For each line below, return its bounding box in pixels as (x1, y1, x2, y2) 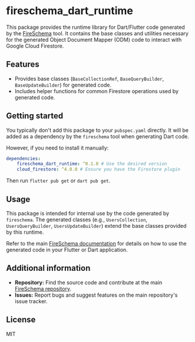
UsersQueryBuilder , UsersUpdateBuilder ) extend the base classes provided (6, 223, 187, 229)
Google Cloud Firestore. (6, 42, 64, 49)
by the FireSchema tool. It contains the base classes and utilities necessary (6, 29, 189, 36)
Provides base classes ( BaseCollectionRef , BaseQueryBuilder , (14, 75, 164, 82)
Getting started (6, 111, 64, 121)
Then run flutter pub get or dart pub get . (6, 177, 111, 184)
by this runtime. (6, 228, 44, 235)
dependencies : (6, 155, 41, 161)
